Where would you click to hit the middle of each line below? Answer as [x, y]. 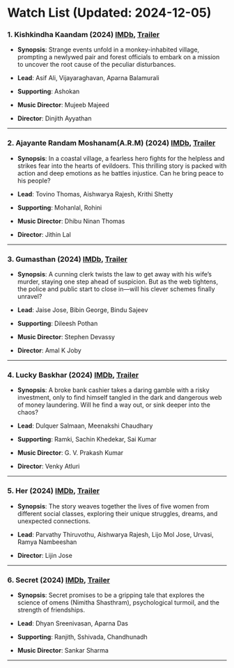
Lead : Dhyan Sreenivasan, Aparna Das [73, 623]
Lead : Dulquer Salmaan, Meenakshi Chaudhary [85, 426]
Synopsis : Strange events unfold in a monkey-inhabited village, [108, 49]
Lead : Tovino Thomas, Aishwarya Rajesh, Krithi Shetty [95, 194]
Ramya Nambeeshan [47, 542]
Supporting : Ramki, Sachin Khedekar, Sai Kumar [87, 440]
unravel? [30, 297]
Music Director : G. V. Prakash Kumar [70, 453]
